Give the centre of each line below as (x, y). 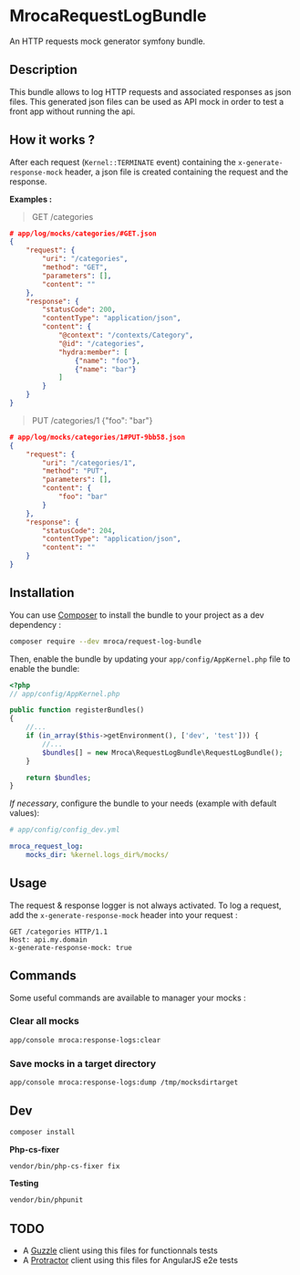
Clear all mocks (44, 1021)
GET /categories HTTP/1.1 (58, 932)
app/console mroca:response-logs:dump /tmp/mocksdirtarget (124, 1082)
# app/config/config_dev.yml (65, 830)
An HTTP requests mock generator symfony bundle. (108, 41)
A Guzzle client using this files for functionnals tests (120, 1250)
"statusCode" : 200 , (79, 310)
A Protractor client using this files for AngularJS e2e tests (130, 1260)
